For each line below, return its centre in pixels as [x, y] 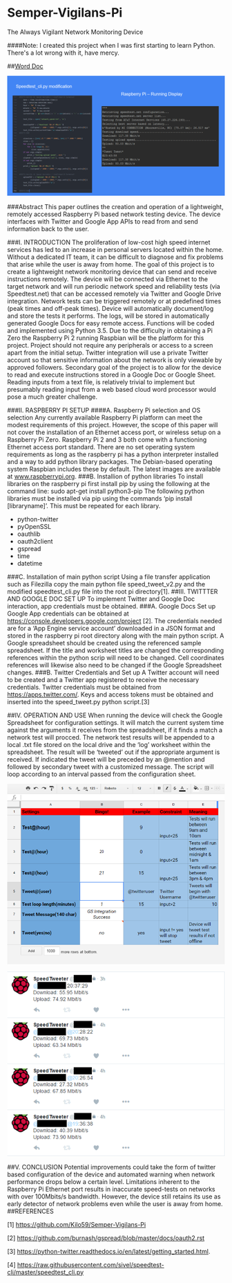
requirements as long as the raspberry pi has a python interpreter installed [113, 454]
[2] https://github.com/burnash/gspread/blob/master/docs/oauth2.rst [106, 1238]
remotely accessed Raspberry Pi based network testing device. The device [114, 214]
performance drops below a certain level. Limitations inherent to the [104, 1181]
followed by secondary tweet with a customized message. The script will [110, 766]
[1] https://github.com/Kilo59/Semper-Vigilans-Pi [77, 1224]
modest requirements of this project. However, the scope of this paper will [113, 424]
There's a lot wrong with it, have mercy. [63, 53]
